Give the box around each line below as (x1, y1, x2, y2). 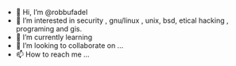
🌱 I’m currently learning (15, 32, 93, 42)
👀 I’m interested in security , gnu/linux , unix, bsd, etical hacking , (15, 16, 229, 25)
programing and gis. (15, 24, 83, 33)
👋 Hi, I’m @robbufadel (15, 8, 88, 16)
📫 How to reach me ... (15, 49, 90, 59)
